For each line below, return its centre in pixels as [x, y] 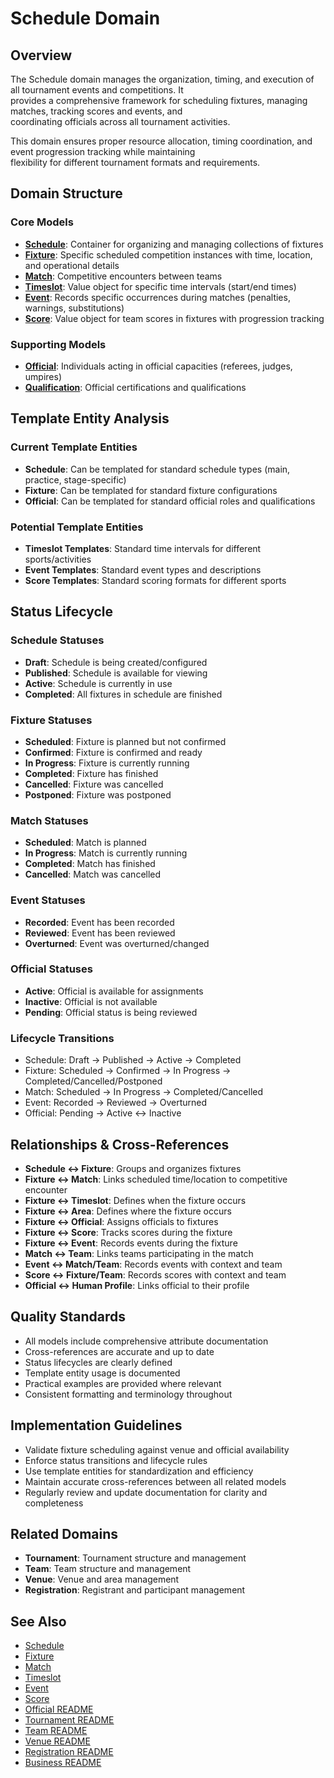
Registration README [69, 1752]
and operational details [72, 265]
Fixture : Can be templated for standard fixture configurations [151, 490]
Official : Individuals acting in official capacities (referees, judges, [158, 366]
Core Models [42, 222]
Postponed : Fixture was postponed [98, 794]
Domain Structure [66, 193]
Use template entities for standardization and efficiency [139, 1471]
